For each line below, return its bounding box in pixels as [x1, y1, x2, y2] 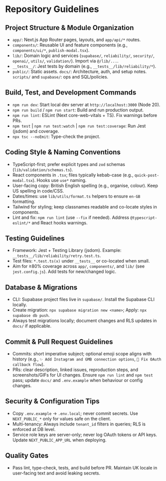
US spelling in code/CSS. [12, 187, 64, 193]
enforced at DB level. [12, 426, 56, 432]
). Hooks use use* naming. [32, 177, 87, 183]
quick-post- [134, 172, 160, 178]
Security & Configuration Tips [5, 397, 100, 405]
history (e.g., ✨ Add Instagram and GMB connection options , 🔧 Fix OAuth [12, 356, 162, 362]
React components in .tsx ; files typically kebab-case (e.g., [12, 171, 134, 178]
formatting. [12, 198, 36, 204]
